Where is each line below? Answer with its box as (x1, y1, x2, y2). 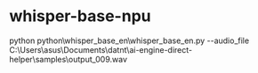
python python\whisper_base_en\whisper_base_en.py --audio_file (9, 35, 250, 46)
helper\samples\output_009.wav (9, 54, 127, 64)
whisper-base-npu (9, 6, 151, 26)
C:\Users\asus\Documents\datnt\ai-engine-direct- (9, 44, 193, 55)
